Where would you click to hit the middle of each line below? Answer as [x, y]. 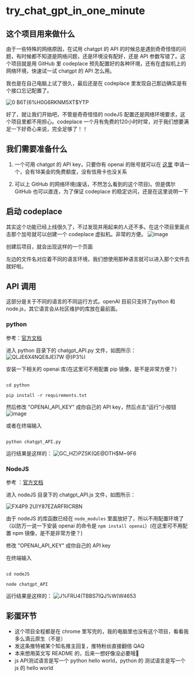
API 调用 [21, 287]
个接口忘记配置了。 [29, 91]
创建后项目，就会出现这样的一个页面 [49, 246]
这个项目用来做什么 [40, 34]
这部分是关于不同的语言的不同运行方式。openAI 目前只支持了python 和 [91, 302]
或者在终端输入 [24, 426]
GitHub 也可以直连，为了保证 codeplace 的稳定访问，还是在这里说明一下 [101, 191]
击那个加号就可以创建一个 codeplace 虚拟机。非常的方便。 [76, 234]
